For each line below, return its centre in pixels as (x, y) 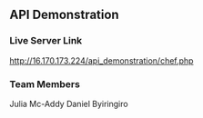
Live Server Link (46, 41)
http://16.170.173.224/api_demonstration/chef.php (101, 60)
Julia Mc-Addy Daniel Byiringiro (69, 103)
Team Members (45, 84)
